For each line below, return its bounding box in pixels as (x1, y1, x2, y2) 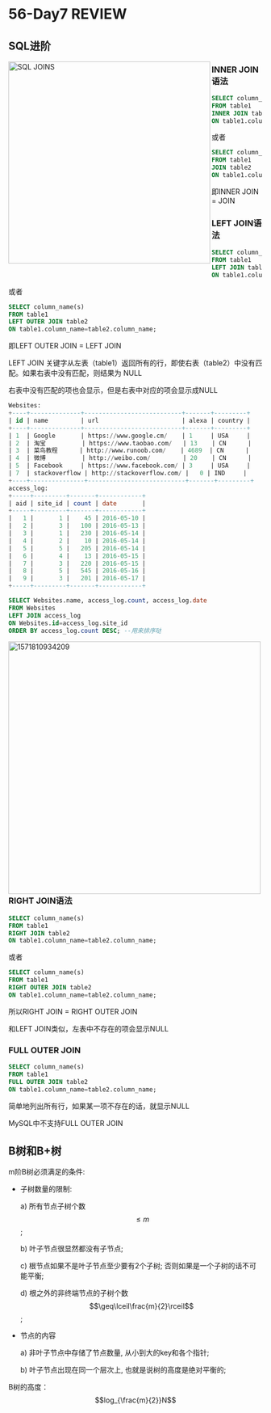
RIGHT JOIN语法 (8, 895, 73, 906)
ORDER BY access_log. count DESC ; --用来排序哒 (8, 626, 161, 635)
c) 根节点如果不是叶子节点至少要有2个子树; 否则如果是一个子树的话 (19, 1261, 243, 1271)
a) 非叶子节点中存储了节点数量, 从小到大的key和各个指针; (19, 1348, 210, 1358)
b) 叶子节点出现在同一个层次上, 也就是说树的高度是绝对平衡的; (19, 1365, 227, 1375)
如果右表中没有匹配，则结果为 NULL (22, 369, 143, 378)
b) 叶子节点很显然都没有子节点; (19, 1244, 123, 1254)
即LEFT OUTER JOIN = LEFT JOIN (8, 341, 122, 351)
